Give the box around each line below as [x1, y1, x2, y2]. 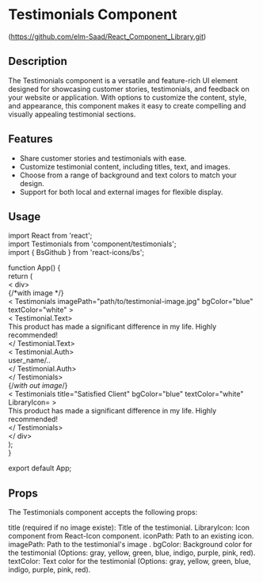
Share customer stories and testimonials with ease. [19, 153, 187, 163]
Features [8, 132, 53, 146]
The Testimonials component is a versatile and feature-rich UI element [8, 75, 238, 85]
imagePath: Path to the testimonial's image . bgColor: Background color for [8, 540, 253, 550]
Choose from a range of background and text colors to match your [19, 170, 238, 180]
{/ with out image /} [8, 381, 68, 390]
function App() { [8, 263, 61, 272]
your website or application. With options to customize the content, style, [8, 93, 247, 102]
